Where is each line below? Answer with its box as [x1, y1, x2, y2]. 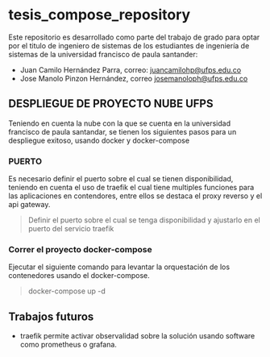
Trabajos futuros [8, 309, 94, 323]
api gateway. [8, 200, 51, 210]
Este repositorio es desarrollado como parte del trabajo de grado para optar [8, 32, 260, 42]
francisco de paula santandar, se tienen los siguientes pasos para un [8, 127, 237, 136]
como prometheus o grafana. [19, 340, 117, 350]
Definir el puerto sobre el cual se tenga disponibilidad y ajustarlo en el [27, 215, 260, 225]
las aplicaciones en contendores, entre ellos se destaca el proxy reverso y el [8, 191, 263, 201]
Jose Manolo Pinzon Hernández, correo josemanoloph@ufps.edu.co [19, 73, 248, 83]
